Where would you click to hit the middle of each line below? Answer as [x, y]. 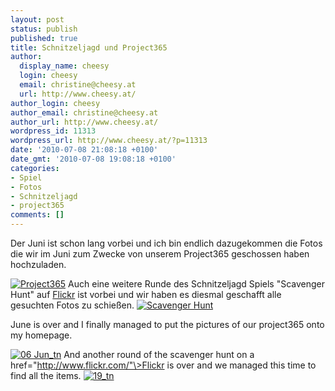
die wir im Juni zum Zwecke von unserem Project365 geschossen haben [160, 254]
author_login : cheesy [55, 103]
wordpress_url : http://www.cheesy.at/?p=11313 [109, 141]
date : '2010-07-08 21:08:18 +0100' [84, 150]
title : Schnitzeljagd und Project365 [89, 47]
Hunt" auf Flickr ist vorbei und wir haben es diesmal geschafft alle [146, 294]
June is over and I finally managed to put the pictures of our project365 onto [167, 324]
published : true [44, 38]
